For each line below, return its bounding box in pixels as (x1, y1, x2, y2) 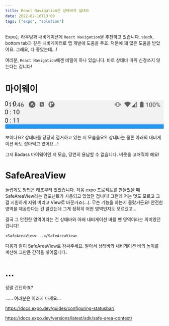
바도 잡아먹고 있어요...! (14, 141, 59, 147)
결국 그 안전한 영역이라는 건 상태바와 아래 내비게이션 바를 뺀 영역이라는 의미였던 (5, 216, 161, 223)
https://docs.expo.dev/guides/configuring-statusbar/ (5, 305, 115, 311)
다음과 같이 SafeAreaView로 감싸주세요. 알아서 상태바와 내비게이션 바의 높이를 (5, 243, 159, 249)
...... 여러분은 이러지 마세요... (5, 295, 61, 301)
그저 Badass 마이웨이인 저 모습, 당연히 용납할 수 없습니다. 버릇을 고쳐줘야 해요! (5, 151, 160, 157)
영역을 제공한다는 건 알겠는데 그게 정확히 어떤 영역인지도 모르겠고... (5, 206, 137, 212)
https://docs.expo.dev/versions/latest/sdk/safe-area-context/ (5, 315, 133, 321)
